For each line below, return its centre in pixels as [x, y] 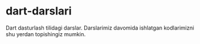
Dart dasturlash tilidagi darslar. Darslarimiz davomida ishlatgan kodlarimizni [100, 28]
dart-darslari [39, 11]
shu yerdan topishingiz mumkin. [46, 34]
